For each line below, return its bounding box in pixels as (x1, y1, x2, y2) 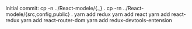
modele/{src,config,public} (5, 11, 71, 18)
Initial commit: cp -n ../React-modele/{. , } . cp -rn (5, 5, 122, 11)
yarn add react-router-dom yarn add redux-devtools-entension (20, 17, 173, 23)
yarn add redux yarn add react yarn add (74, 11, 170, 18)
